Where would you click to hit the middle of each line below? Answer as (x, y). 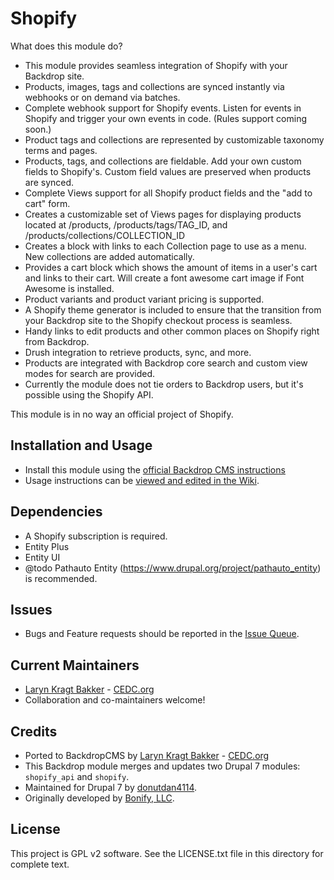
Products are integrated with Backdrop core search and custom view (166, 363)
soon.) (38, 129)
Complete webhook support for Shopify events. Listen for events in (163, 108)
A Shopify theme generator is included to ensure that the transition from (173, 309)
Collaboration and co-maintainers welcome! (115, 700)
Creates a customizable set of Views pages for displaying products (163, 214)
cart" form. (47, 203)
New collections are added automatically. (109, 256)
